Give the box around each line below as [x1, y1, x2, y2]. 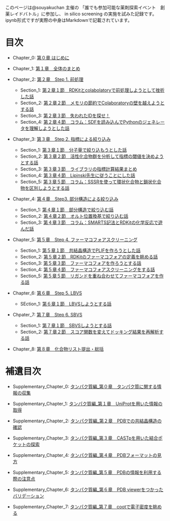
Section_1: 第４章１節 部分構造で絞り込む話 [20, 207, 114, 213]
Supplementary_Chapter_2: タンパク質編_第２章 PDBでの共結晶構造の [12, 418, 162, 424]
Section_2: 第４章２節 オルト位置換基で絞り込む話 [20, 213, 129, 219]
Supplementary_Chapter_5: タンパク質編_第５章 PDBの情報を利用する [12, 469, 162, 475]
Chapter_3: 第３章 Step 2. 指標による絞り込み [12, 136, 111, 142]
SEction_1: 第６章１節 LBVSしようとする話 [20, 301, 112, 307]
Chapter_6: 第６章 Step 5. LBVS [12, 290, 82, 296]
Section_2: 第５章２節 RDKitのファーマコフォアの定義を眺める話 [20, 253, 158, 259]
